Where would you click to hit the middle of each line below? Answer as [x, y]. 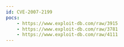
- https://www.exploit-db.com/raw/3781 [67, 29]
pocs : [13, 18]
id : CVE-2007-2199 [29, 12]
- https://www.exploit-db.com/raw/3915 [67, 23]
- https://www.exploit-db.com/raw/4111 [67, 35]
